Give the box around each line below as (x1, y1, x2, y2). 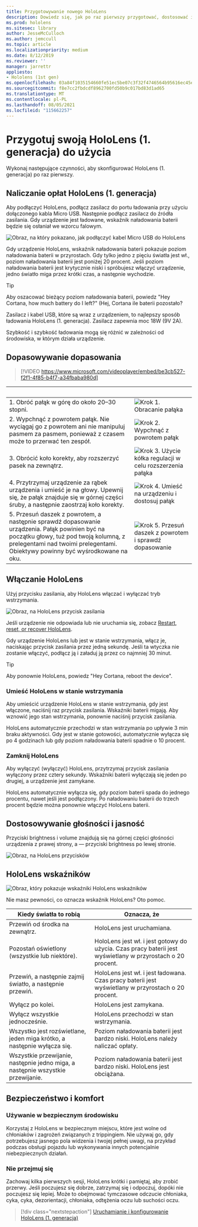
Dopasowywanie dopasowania (6, 352, 121, 362)
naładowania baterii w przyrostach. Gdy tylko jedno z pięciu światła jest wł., (6, 252, 190, 259)
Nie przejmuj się (6, 1164, 54, 1173)
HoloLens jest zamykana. (94, 1000, 164, 1009)
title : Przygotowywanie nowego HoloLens (6, 8, 107, 15)
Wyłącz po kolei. (9, 1000, 55, 1009)
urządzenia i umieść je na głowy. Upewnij (9, 485, 124, 494)
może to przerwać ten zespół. (9, 437, 91, 445)
